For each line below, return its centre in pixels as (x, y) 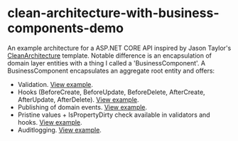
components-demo (66, 28)
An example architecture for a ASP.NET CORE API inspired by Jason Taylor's (119, 48)
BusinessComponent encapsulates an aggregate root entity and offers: (111, 70)
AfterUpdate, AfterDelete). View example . (78, 99)
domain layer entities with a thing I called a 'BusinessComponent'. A (107, 63)
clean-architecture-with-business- (113, 13)
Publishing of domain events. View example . (82, 107)
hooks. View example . (50, 122)
